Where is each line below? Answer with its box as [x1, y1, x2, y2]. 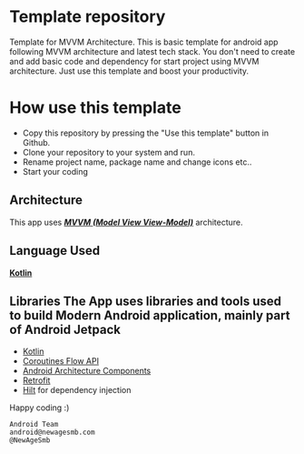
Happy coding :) [9, 402, 70, 413]
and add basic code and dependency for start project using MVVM [9, 55, 260, 66]
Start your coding [22, 166, 88, 177]
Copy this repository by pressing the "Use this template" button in [22, 127, 270, 138]
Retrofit [22, 375, 51, 386]
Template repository [9, 6, 166, 27]
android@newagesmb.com [9, 428, 95, 438]
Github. [22, 136, 51, 147]
